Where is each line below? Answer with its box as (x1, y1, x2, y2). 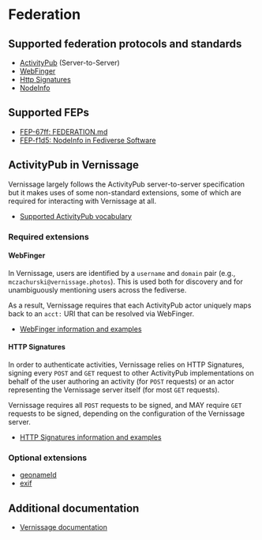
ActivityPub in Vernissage (8, 158, 140, 172)
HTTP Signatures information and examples (19, 432, 162, 442)
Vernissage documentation (19, 523, 108, 532)
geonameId (19, 470, 57, 480)
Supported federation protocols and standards (8, 37, 242, 51)
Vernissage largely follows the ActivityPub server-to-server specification (8, 179, 245, 189)
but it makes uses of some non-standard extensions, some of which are (8, 187, 242, 197)
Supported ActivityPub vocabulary (19, 211, 133, 221)
